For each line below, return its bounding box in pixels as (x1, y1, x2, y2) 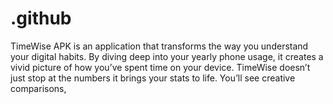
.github (10, 7, 72, 30)
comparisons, (10, 82, 67, 94)
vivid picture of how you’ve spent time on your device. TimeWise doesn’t (10, 61, 311, 73)
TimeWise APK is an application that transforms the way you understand (10, 40, 309, 52)
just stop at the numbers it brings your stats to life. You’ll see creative (10, 72, 296, 84)
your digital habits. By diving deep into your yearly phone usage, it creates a (10, 50, 324, 62)
